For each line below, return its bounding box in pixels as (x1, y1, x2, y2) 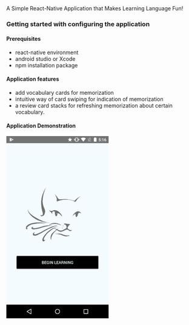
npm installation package (15, 61, 78, 69)
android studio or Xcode (15, 55, 76, 63)
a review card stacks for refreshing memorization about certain (15, 101, 173, 109)
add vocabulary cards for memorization (15, 89, 114, 96)
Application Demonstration (6, 122, 76, 129)
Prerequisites (6, 35, 41, 42)
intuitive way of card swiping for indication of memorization (15, 95, 164, 103)
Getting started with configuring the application (6, 20, 150, 29)
